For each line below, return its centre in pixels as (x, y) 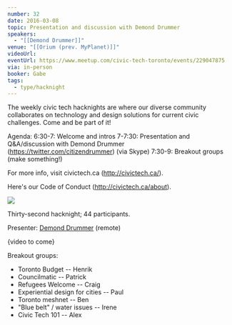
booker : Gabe (27, 74)
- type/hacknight (40, 87)
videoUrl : (22, 54)
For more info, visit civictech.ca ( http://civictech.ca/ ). (85, 173)
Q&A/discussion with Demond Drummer (66, 144)
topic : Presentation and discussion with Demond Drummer (94, 27)
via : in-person (30, 67)
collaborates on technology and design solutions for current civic (103, 115)
